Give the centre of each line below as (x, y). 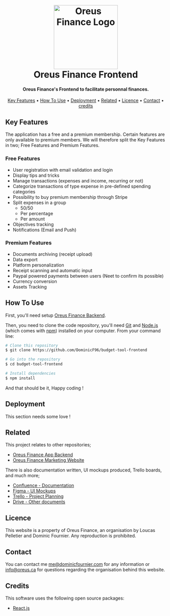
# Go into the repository (33, 360)
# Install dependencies (31, 374)
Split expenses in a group (39, 202)
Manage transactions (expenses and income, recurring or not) (78, 180)
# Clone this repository (32, 345)
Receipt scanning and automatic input (53, 270)
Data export (25, 259)
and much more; (22, 476)
